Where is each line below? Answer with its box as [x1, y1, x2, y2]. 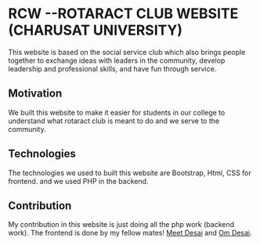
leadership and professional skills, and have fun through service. [8, 64, 217, 73]
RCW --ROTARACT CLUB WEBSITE [8, 5, 239, 23]
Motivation [8, 87, 63, 101]
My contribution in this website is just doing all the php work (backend [8, 220, 235, 229]
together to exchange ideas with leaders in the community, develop [8, 56, 226, 65]
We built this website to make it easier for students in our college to [8, 108, 226, 117]
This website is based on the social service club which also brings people [8, 47, 246, 57]
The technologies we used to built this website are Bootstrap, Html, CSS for [8, 168, 252, 177]
